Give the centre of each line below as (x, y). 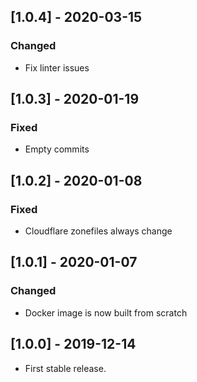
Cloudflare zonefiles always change (98, 231)
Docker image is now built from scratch (106, 312)
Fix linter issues (57, 67)
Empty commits (57, 149)
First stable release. (65, 368)
